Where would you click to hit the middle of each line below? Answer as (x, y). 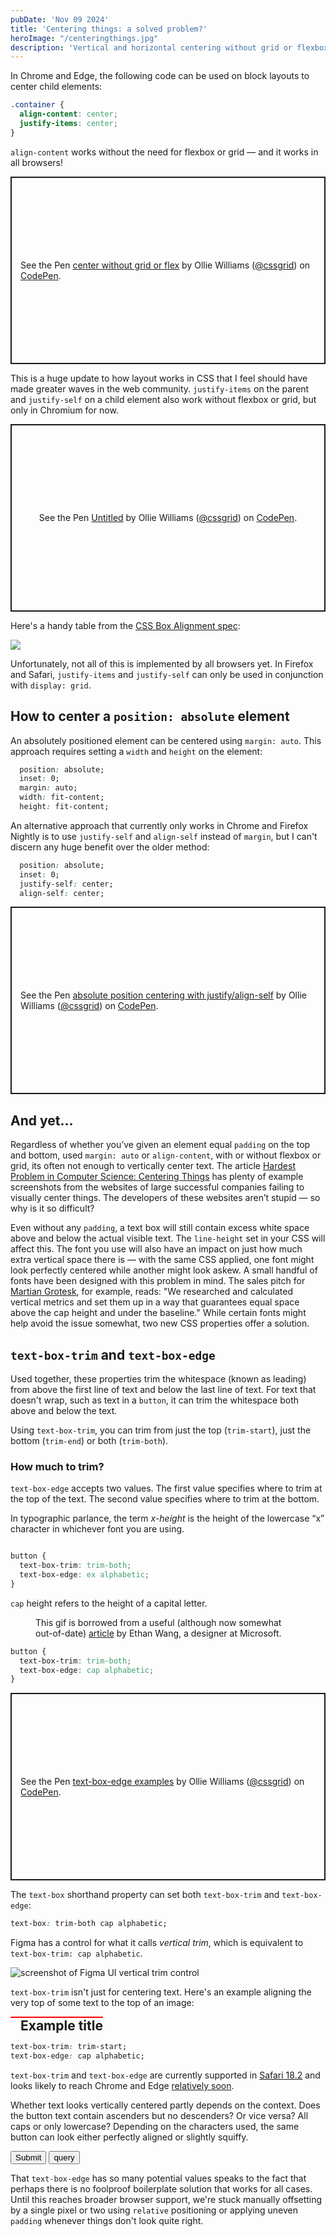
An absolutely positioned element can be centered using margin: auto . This (166, 740)
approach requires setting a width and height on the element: (136, 751)
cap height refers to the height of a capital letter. (109, 1603)
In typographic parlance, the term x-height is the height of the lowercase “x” (167, 1518)
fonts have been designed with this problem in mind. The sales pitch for (158, 1281)
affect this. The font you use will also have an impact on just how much (156, 1249)
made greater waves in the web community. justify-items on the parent (160, 388)
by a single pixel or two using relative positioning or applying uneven (154, 2210)
